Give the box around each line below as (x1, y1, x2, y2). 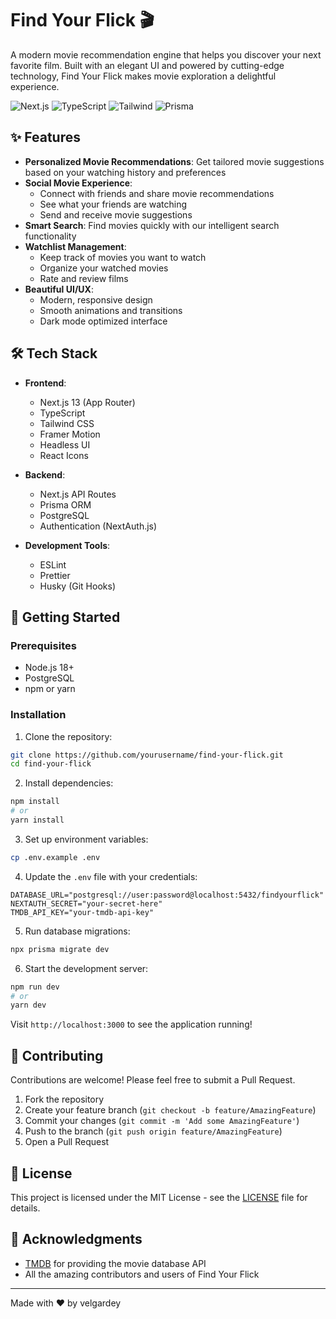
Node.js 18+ (24, 662, 75, 674)
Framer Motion (39, 428, 101, 440)
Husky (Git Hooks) (39, 580, 116, 592)
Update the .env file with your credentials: (24, 870, 198, 882)
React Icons (39, 449, 89, 461)
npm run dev (10, 982, 60, 992)
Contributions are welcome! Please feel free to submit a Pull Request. (10, 1074, 296, 1086)
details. (10, 1202, 41, 1214)
